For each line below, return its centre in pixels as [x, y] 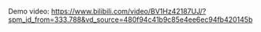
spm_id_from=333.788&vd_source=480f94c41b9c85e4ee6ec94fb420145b [130, 20]
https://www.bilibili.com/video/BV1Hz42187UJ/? [129, 11]
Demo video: [29, 11]
